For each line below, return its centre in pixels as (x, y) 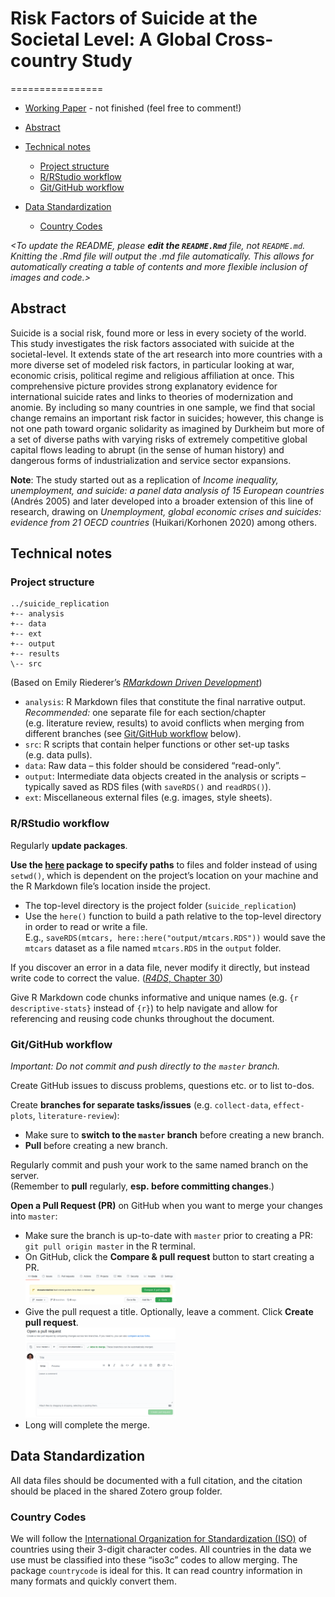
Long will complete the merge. (87, 1424)
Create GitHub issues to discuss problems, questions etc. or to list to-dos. (162, 1086)
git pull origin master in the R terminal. (110, 1246)
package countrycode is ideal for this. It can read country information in (156, 1570)
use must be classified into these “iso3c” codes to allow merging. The (154, 1559)
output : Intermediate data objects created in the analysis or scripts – (165, 776)
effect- (289, 1106)
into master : (34, 1216)
